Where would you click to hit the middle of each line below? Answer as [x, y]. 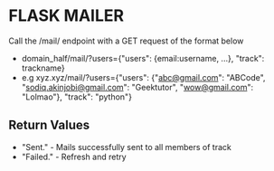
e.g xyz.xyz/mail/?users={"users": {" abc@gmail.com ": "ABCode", [143, 77]
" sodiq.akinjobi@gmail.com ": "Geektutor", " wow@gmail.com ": [137, 87]
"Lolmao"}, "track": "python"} [77, 97]
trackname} [43, 68]
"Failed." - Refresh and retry [74, 157]
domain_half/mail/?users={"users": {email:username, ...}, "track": [143, 58]
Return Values [49, 125]
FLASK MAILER [66, 16]
